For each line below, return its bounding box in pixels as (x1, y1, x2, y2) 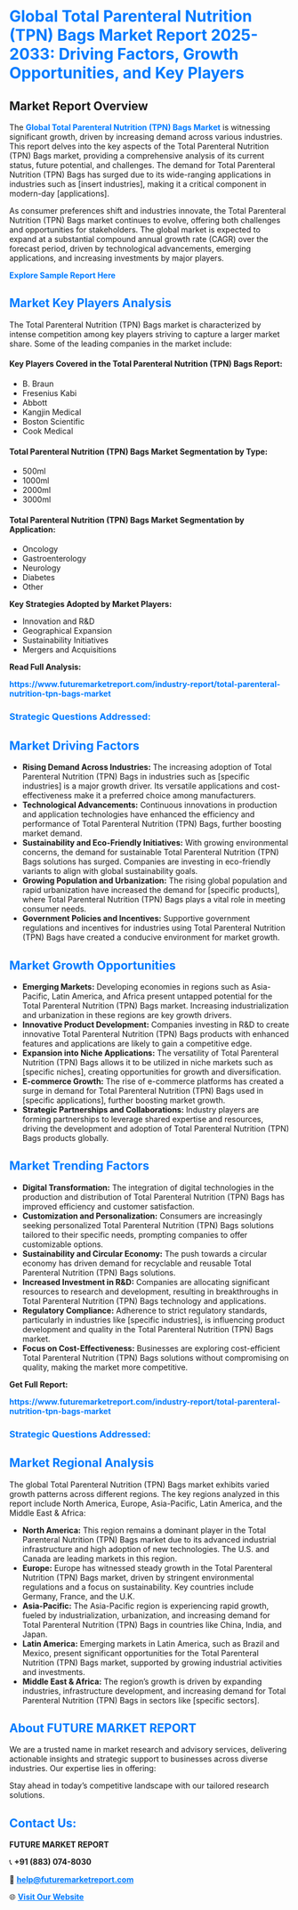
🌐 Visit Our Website (9, 1891, 85, 1902)
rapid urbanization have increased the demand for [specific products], (21, 885, 280, 895)
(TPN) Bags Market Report (9, 25, 207, 45)
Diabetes (21, 572, 55, 583)
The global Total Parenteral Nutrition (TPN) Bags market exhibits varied (9, 1479, 270, 1490)
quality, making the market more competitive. (21, 1362, 189, 1372)
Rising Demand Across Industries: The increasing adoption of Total (21, 762, 272, 773)
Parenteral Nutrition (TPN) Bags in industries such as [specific (21, 772, 251, 782)
